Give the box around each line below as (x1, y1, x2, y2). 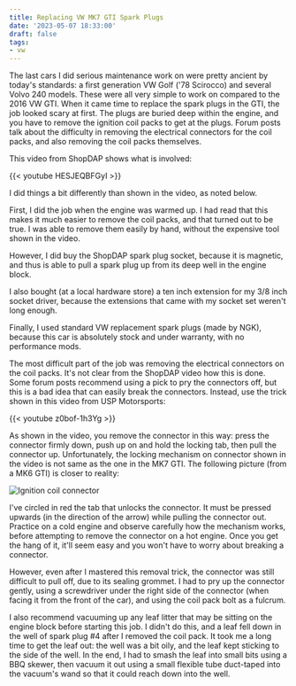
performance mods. (9, 341, 82, 352)
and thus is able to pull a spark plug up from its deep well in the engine (9, 260, 267, 270)
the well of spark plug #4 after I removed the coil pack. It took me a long (9, 631, 272, 642)
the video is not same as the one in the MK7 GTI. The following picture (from (9, 458, 287, 470)
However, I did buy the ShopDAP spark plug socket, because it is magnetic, (9, 250, 284, 261)
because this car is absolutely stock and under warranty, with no (9, 331, 245, 342)
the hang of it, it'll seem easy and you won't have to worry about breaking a (9, 540, 285, 550)
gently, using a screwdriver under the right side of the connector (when (9, 586, 269, 596)
